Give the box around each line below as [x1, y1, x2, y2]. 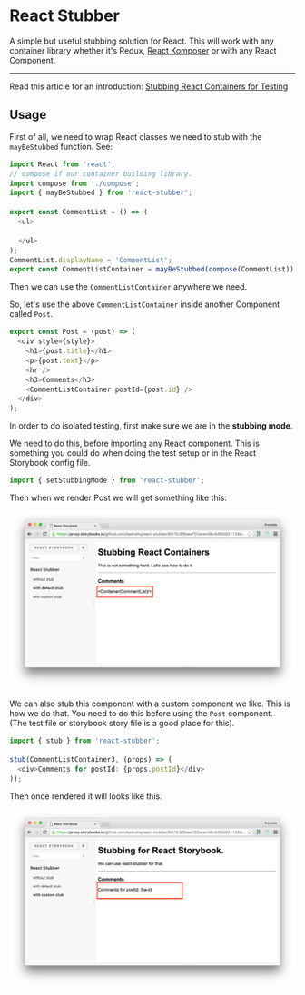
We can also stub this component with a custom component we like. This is [9, 698, 290, 709]
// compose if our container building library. [9, 169, 193, 178]
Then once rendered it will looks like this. [9, 791, 162, 802]
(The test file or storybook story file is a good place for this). [9, 717, 235, 728]
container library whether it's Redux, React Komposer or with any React [9, 44, 277, 55]
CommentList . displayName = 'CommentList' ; [9, 255, 172, 264]
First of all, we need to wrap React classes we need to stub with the [9, 131, 262, 142]
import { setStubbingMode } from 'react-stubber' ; [9, 476, 205, 486]
